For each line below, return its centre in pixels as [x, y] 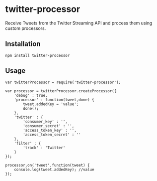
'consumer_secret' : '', [49, 126]
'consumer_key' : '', [45, 121]
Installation [23, 44]
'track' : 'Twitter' [44, 148]
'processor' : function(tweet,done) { [54, 100]
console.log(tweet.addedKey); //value [54, 170]
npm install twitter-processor [38, 55]
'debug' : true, [31, 95]
